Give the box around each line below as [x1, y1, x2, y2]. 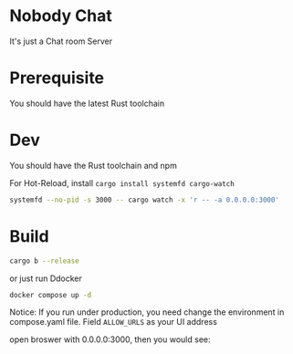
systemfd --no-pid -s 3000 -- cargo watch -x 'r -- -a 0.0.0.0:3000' [9, 195, 280, 204]
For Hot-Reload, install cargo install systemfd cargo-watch [9, 177, 235, 188]
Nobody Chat [9, 5, 112, 26]
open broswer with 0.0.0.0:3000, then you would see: [9, 334, 211, 345]
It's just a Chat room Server [9, 36, 113, 47]
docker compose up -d [9, 290, 92, 299]
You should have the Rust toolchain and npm [9, 160, 178, 171]
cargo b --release [9, 256, 79, 265]
